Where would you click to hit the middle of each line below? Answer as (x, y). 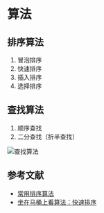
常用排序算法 (35, 193)
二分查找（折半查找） (47, 137)
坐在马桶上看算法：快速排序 (57, 202)
